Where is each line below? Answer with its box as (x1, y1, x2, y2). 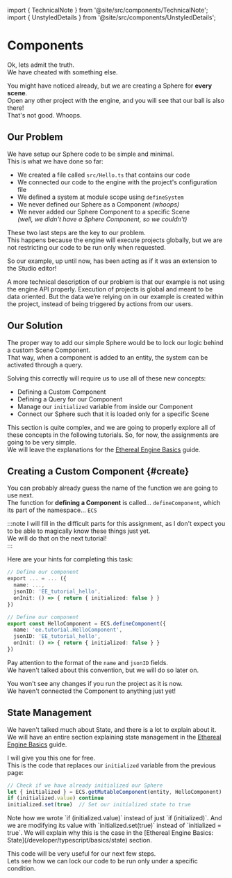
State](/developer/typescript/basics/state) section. (7, 836, 153, 845)
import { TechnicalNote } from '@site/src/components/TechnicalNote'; (7, 6, 208, 14)
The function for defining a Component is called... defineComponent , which (7, 499, 221, 507)
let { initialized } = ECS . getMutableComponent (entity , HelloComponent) (7, 788, 222, 795)
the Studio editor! (7, 264, 57, 272)
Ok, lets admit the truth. (7, 61, 75, 69)
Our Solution (7, 320, 63, 332)
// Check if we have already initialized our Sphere (7, 782, 163, 789)
